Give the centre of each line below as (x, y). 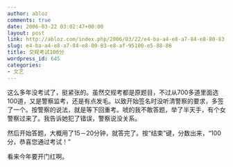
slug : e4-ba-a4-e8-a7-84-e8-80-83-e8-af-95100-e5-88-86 (89, 46)
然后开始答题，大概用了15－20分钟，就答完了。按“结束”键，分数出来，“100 (114, 133)
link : (15, 39)
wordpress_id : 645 (34, 59)
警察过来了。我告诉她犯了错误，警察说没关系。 (74, 118)
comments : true (29, 20)
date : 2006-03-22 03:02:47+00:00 (55, 26)
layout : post (26, 33)
